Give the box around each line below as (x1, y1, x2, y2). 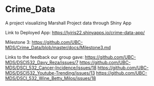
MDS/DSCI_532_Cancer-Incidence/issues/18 (5, 65, 96, 71)
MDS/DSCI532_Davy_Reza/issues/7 (5, 59, 78, 65)
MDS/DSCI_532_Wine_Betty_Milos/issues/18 (5, 75, 96, 81)
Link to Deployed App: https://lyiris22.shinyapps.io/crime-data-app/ (5, 29, 145, 35)
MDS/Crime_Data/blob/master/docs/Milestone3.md (5, 44, 111, 50)
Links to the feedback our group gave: (5, 54, 84, 60)
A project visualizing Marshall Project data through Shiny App (5, 20, 131, 26)
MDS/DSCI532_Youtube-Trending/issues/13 (5, 70, 95, 76)
